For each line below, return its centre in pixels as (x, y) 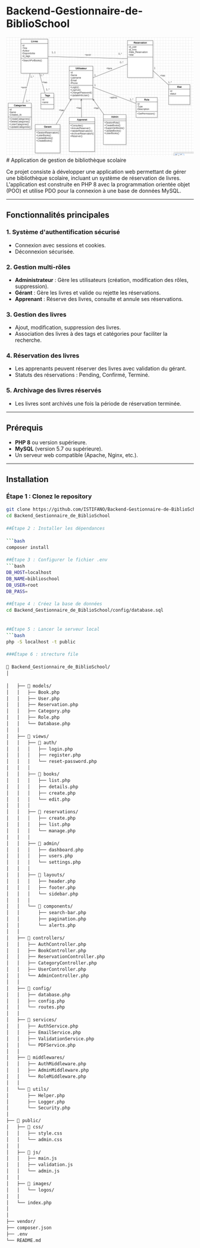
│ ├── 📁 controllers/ (36, 938)
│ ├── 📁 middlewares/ (36, 1058)
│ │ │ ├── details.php (42, 787)
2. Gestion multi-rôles (38, 267)
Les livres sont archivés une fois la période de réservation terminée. (98, 403)
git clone (18, 510)
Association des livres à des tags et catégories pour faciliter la (91, 334)
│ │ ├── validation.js (40, 1165)
